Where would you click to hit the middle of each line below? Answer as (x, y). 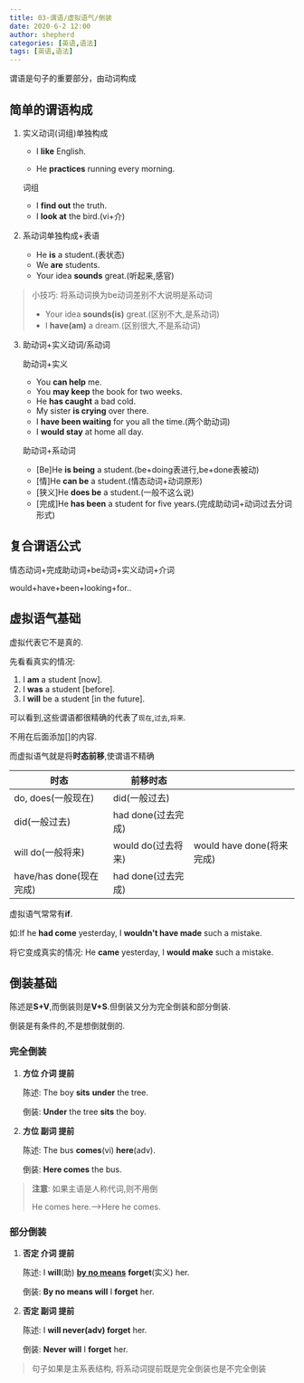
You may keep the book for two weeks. (109, 391)
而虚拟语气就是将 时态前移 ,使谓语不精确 (82, 756)
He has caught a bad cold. (86, 401)
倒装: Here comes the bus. (72, 1169)
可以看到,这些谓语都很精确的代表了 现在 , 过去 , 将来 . (98, 717)
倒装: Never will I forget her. (75, 1349)
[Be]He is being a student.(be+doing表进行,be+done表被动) (147, 469)
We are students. (68, 264)
